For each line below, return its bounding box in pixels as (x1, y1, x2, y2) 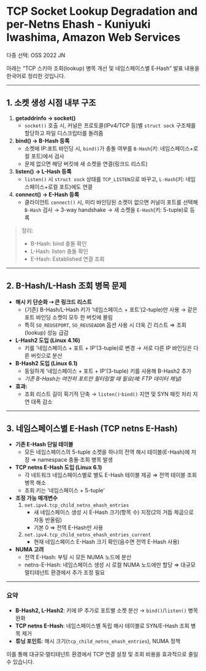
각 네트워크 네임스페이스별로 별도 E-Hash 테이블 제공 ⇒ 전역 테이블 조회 (24, 471, 197, 479)
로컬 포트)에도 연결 (48, 183, 93, 190)
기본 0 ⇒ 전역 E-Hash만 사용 (33, 524, 104, 532)
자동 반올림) (33, 516, 63, 524)
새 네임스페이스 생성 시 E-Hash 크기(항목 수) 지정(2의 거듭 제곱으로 (33, 508, 194, 516)
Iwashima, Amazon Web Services (6, 31, 181, 44)
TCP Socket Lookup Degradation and (6, 4, 198, 18)
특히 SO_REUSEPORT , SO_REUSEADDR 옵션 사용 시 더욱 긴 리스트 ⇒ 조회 (24, 321, 187, 328)
